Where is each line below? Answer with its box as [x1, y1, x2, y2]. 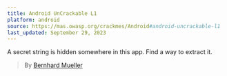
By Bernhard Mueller [23, 61, 83, 69]
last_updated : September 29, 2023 [7, 29, 107, 36]
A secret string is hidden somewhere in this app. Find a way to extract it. [7, 48, 213, 56]
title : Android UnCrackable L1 [7, 10, 97, 17]
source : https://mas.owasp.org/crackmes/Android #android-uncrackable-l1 [7, 23, 221, 29]
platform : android [7, 16, 60, 23]
